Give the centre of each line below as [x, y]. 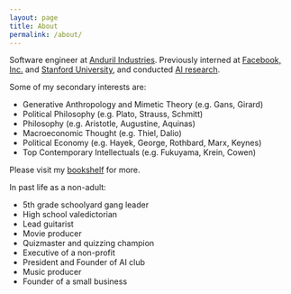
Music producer [52, 272]
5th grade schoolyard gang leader [86, 205]
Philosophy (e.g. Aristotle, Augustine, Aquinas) [109, 124]
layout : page [34, 18]
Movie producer [52, 234]
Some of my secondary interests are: [78, 87]
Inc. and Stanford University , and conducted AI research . [115, 69]
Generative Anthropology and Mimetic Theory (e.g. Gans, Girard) [143, 105]
